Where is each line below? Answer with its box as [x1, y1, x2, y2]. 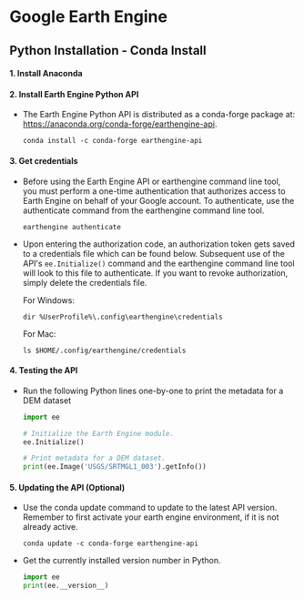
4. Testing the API [9, 365, 78, 376]
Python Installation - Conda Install [9, 43, 207, 58]
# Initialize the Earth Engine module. [22, 429, 175, 438]
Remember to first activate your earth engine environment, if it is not [22, 512, 279, 523]
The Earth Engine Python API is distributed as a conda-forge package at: [22, 109, 296, 120]
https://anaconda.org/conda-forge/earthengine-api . [22, 118, 218, 129]
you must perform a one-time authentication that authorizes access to [22, 185, 286, 197]
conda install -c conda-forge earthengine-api [22, 137, 203, 146]
